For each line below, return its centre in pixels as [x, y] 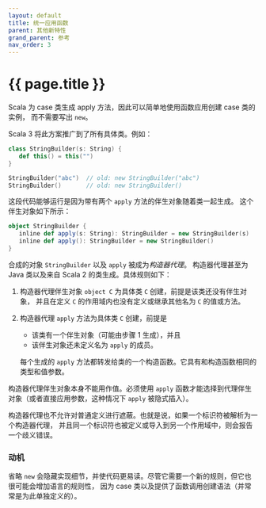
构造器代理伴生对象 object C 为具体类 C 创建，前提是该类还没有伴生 [129, 291]
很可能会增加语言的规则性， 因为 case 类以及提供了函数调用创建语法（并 [127, 486]
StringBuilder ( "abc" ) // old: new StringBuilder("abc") [104, 178]
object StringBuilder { [47, 227]
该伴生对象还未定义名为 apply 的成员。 [95, 345]
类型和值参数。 [44, 371]
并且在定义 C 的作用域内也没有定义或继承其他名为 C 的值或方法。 [140, 301]
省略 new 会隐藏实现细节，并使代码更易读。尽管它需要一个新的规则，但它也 [130, 476]
